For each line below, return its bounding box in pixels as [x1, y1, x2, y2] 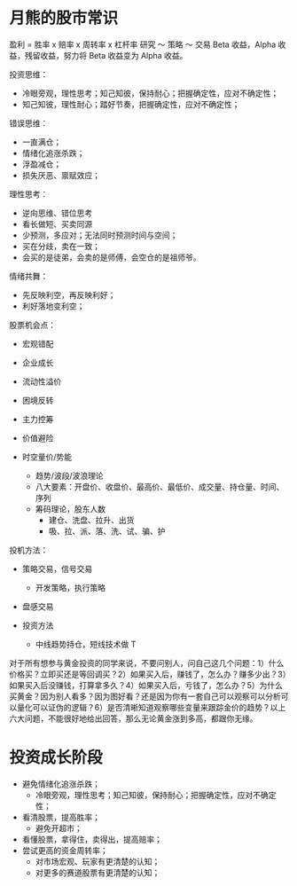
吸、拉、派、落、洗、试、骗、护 [48, 525, 166, 537]
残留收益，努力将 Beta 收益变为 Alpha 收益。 [24, 50, 188, 60]
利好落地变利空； [21, 301, 85, 311]
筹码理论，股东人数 [35, 503, 106, 514]
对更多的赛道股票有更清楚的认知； [35, 866, 160, 878]
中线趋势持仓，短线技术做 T [35, 639, 137, 649]
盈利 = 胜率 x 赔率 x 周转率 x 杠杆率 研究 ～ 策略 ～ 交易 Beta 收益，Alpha [9, 39, 277, 50]
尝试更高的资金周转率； [21, 844, 108, 856]
